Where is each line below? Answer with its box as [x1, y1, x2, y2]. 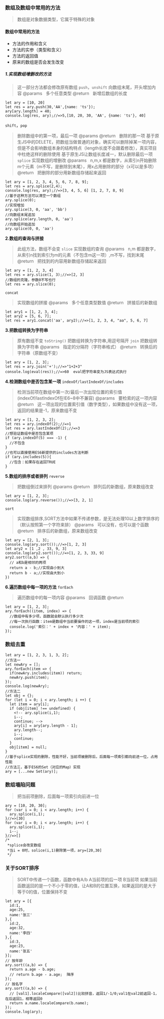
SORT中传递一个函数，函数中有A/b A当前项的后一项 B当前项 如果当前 [17, 876, 158, 883]
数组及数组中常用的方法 [5, 4, 60, 11]
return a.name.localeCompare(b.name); [9, 1001, 89, 1006]
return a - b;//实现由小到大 [9, 565, 65, 571]
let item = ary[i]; [9, 701, 50, 706]
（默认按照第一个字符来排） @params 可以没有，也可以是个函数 [17, 522, 149, 528]
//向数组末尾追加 [5, 212, 35, 217]
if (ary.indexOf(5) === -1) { [5, 436, 67, 440]
